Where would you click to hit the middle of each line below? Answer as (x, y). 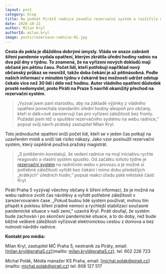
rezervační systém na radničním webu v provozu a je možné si (81, 164)
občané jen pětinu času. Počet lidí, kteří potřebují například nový (73, 67)
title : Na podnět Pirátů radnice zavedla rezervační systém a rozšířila (82, 19)
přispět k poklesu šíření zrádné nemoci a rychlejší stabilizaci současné (77, 206)
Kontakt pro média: (25, 236)
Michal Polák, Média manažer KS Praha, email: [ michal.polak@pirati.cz (77, 261)
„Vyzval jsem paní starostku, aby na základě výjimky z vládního (81, 103)
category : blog (21, 14)
